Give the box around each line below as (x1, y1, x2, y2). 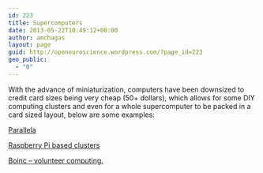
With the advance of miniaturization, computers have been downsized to (8, 85, 245, 94)
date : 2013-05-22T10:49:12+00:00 (8, 26, 118, 34)
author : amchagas (8, 33, 66, 42)
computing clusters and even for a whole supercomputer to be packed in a (8, 101, 251, 111)
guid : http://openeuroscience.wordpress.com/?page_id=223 (8, 48, 203, 56)
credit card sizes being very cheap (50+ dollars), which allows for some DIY (8, 92, 255, 103)
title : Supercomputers (8, 19, 83, 27)
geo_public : (8, 56, 47, 64)
